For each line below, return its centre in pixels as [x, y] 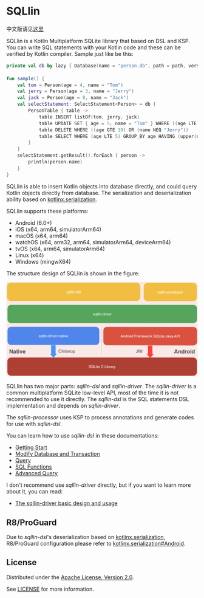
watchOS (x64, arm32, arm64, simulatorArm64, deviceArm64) [93, 242]
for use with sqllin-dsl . [34, 424]
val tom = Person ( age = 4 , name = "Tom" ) [70, 85]
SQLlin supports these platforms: [47, 211]
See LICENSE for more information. [50, 589]
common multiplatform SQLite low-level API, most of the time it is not [93, 393]
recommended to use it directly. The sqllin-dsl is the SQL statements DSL [98, 399]
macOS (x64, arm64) [41, 236]
